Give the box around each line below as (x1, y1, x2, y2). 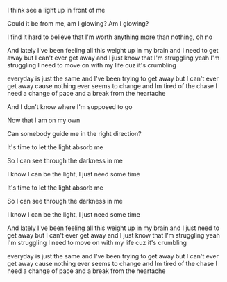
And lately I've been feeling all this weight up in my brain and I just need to (7, 224, 220, 232)
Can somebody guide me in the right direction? (7, 130, 142, 138)
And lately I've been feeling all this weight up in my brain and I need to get (7, 47, 219, 54)
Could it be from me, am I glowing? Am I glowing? (7, 19, 149, 27)
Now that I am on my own (7, 116, 81, 124)
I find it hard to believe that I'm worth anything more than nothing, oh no (7, 33, 213, 41)
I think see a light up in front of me (7, 6, 106, 14)
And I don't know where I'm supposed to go (7, 103, 133, 110)
